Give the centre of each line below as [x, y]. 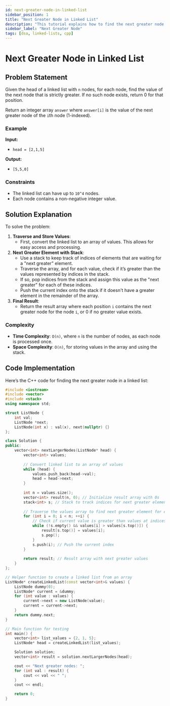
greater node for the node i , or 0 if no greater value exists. [81, 312]
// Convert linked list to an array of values [73, 464]
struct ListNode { [25, 413]
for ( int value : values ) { [44, 596]
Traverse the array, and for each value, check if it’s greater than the [90, 269]
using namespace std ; [28, 404]
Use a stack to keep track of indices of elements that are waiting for [91, 258]
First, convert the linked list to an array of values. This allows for [87, 242]
